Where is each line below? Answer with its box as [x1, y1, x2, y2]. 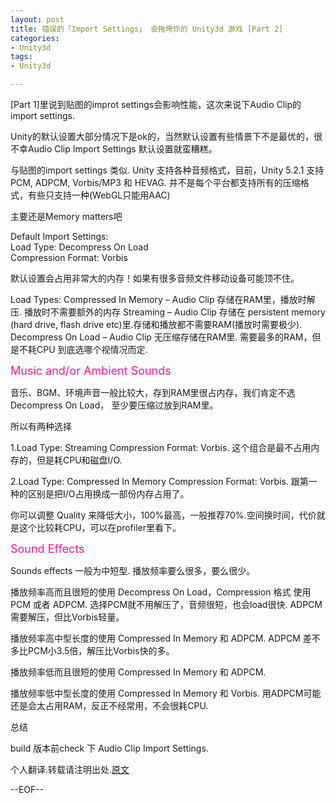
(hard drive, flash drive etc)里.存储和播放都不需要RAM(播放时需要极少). [10, 319, 303, 330]
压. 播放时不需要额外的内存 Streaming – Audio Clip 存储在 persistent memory [10, 306, 326, 318]
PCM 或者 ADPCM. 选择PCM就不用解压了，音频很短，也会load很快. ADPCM [10, 599, 323, 610]
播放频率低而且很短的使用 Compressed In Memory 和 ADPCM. [10, 666, 267, 678]
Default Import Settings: [10, 231, 109, 242]
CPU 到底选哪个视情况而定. [36, 344, 148, 355]
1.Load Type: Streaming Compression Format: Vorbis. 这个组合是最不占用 [10, 442, 312, 453]
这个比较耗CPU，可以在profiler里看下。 [18, 522, 182, 533]
